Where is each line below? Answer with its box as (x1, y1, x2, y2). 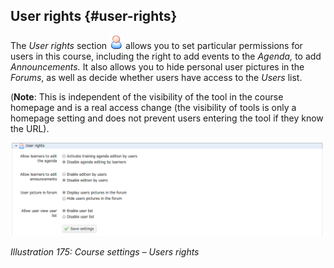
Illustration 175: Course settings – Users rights (10, 246, 200, 258)
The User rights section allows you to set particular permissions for (10, 39, 303, 51)
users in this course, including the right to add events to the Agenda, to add (10, 50, 322, 62)
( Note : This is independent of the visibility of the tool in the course (10, 90, 284, 103)
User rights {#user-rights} (10, 8, 178, 25)
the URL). (10, 122, 50, 134)
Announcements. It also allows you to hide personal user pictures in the (10, 60, 305, 73)
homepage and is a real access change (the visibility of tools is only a (10, 101, 297, 113)
